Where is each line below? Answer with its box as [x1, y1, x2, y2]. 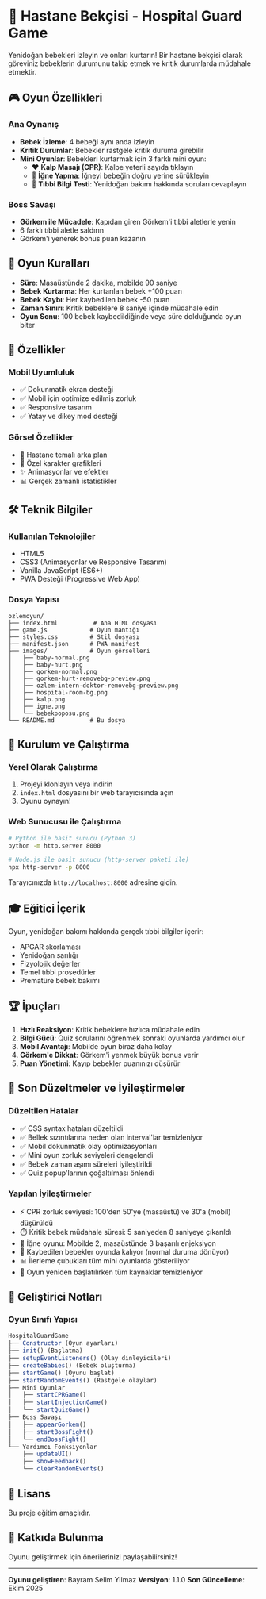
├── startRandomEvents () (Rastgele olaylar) [8, 1376, 158, 1384]
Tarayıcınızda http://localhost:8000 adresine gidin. [8, 878, 178, 887]
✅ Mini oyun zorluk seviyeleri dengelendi [19, 1150, 154, 1159]
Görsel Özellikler [8, 432, 74, 443]
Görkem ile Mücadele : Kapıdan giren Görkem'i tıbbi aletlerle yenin [19, 217, 236, 226]
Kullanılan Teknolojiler [8, 531, 96, 542]
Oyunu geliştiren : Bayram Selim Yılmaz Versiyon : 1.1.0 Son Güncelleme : [8, 1574, 245, 1584]
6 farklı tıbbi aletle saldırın [19, 225, 104, 235]
